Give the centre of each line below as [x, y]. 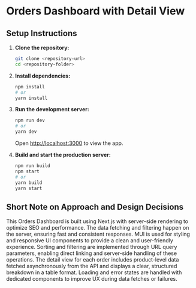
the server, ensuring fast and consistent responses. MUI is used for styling [98, 234]
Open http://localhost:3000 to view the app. [69, 143]
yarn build [28, 182]
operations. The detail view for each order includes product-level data [93, 260]
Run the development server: [52, 109]
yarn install [31, 98]
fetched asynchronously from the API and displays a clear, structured [92, 266]
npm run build [32, 166]
